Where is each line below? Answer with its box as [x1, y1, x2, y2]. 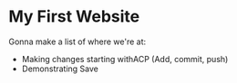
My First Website [8, 6, 140, 27]
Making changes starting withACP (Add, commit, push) [21, 53, 229, 64]
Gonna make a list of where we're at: [8, 36, 147, 47]
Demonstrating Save [21, 63, 99, 74]
